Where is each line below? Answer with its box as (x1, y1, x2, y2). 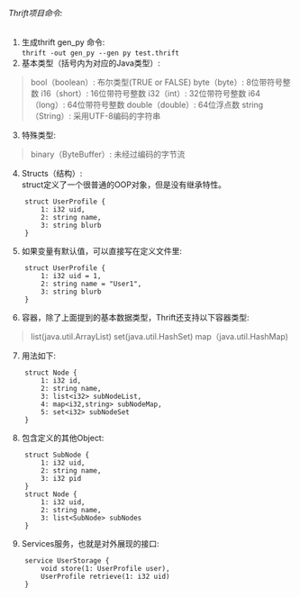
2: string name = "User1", (41, 279, 142, 289)
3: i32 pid (41, 475, 82, 484)
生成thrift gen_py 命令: (21, 37, 105, 48)
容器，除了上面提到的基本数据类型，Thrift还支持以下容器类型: (21, 312, 250, 323)
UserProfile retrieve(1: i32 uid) (41, 572, 170, 582)
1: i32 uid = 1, (41, 272, 102, 281)
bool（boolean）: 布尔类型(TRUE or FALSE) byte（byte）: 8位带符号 (30, 77, 283, 88)
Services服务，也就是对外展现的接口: (21, 538, 159, 549)
